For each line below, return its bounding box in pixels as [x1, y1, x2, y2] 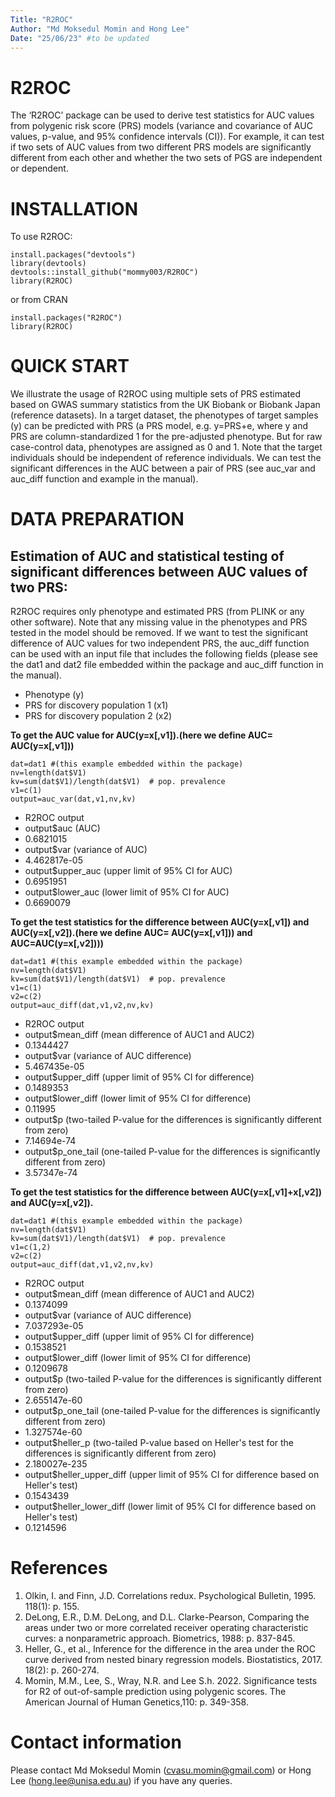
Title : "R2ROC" [10, 14, 74, 25]
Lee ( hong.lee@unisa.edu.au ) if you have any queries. [10, 1775, 233, 1787]
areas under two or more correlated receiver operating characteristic [24, 1622, 309, 1634]
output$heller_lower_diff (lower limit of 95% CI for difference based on [24, 1501, 317, 1513]
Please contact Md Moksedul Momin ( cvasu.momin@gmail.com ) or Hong [10, 1764, 312, 1776]
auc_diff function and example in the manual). [10, 473, 199, 485]
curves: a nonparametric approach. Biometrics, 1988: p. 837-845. [24, 1632, 296, 1645]
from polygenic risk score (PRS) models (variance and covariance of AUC [10, 120, 313, 132]
